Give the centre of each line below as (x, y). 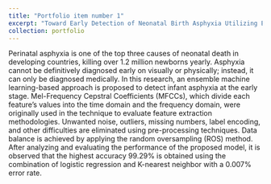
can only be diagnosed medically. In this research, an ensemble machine (129, 79)
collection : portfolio (46, 31)
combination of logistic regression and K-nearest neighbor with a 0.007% (130, 165)
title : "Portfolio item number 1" (67, 16)
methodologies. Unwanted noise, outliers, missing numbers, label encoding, (134, 122)
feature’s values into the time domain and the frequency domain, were (124, 104)
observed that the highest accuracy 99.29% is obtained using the (117, 156)
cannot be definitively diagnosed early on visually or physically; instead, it (131, 71)
